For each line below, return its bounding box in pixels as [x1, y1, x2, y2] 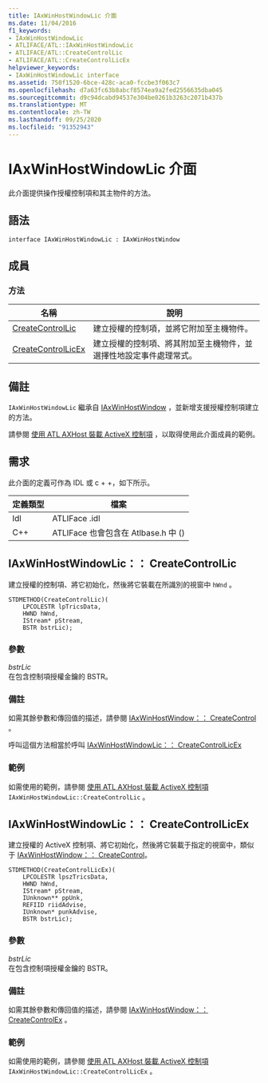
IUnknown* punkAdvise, [22, 908, 98, 916]
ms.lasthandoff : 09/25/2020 [8, 116, 102, 124]
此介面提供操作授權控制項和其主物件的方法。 [8, 188, 156, 197]
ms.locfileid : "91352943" [8, 123, 94, 131]
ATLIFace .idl [52, 512, 101, 524]
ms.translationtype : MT [8, 101, 88, 109]
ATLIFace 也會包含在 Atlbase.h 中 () [52, 527, 185, 538]
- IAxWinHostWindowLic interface [8, 71, 120, 79]
